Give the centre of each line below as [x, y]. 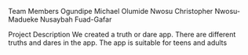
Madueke [24, 19]
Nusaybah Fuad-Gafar [76, 19]
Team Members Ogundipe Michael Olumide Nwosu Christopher [111, 11]
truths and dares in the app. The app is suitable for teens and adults [118, 43]
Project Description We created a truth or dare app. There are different [122, 34]
